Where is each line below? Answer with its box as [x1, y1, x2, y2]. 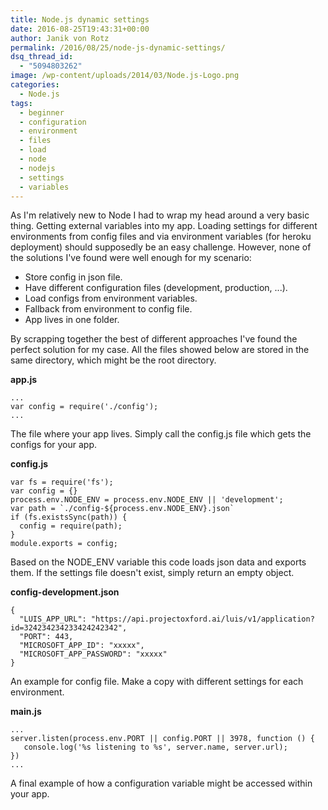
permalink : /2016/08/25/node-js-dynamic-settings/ [10, 42, 226, 53]
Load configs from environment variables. [24, 292, 198, 305]
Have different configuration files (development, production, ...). [24, 282, 288, 294]
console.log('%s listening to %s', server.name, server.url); [23, 742, 288, 753]
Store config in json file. [24, 271, 123, 283]
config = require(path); [19, 521, 123, 531]
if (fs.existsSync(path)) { [10, 512, 128, 523]
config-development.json [10, 586, 120, 598]
